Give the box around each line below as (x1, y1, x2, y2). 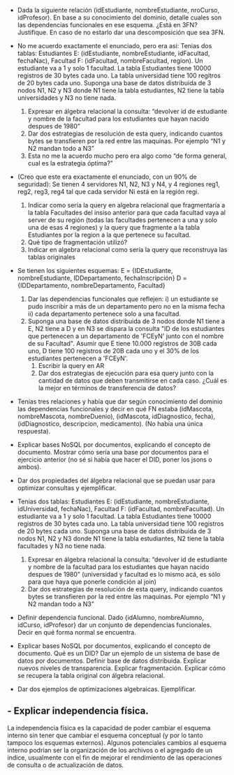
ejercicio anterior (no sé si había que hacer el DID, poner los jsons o (17, 455, 212, 464)
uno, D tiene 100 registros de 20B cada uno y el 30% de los (27, 347, 199, 355)
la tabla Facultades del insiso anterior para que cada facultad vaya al (27, 209, 226, 216)
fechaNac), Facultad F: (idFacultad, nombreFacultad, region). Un (17, 57, 203, 65)
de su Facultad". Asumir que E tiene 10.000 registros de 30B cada (27, 339, 217, 348)
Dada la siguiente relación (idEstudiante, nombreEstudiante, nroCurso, (17, 6, 220, 14)
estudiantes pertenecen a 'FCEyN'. (27, 354, 129, 362)
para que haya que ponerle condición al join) (27, 577, 157, 586)
